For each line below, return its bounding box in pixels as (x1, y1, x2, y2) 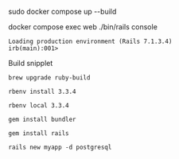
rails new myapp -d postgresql (8, 143, 112, 151)
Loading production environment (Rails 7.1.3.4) (8, 37, 173, 45)
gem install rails (8, 130, 69, 138)
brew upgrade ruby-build (8, 74, 91, 82)
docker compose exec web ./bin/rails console (8, 22, 158, 31)
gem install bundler (8, 115, 77, 123)
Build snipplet (8, 59, 53, 68)
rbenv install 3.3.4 (8, 87, 77, 95)
